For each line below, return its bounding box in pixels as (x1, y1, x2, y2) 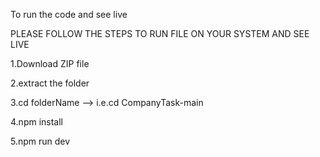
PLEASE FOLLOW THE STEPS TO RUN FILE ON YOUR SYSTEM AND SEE (10, 28, 310, 39)
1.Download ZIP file (10, 58, 90, 69)
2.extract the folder (10, 77, 90, 89)
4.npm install (10, 116, 63, 128)
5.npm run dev (10, 135, 71, 147)
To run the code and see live (10, 9, 128, 20)
